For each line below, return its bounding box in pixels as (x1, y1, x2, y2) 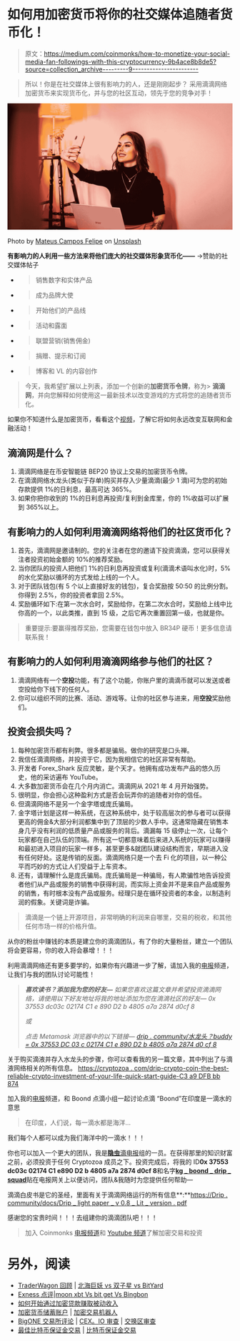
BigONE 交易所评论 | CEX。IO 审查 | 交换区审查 (17, 1317, 156, 1325)
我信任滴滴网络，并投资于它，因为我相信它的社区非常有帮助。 (17, 755, 200, 763)
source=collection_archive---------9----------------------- (24, 65, 199, 74)
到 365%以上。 (17, 503, 63, 511)
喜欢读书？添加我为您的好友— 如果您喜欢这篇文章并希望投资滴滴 (24, 985, 215, 993)
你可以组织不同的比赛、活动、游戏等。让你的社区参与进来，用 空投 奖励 (17, 693, 225, 702)
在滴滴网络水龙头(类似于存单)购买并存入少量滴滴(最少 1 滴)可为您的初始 (17, 476, 227, 485)
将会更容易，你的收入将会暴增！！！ (7, 945, 114, 954)
